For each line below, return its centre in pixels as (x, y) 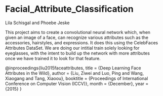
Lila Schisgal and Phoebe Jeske (38, 23)
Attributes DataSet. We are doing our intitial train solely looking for (72, 48)
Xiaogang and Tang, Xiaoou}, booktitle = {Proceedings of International (77, 78)
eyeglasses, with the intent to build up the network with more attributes (78, 53)
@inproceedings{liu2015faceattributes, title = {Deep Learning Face (73, 68)
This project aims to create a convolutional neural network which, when (78, 32)
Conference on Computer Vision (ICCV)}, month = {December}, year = (77, 83)
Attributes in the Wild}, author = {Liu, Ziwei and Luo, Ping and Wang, (75, 73)
